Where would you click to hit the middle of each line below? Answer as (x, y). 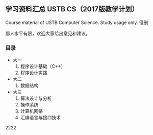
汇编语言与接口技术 (41, 118)
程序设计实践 (34, 73)
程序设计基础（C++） (43, 66)
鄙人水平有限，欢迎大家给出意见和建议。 (48, 33)
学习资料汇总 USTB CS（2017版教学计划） (72, 9)
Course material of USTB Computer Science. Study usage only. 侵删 (77, 22)
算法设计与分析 (36, 98)
